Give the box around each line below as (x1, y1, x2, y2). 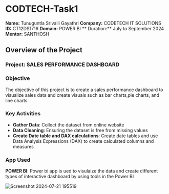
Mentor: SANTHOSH (5, 31, 50, 37)
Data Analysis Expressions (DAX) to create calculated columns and (12, 138, 154, 144)
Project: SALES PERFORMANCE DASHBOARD (5, 61, 120, 68)
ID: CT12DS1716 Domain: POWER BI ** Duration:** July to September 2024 (5, 25, 164, 31)
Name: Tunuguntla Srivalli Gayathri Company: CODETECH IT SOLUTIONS (5, 20, 161, 26)
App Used (5, 156, 31, 163)
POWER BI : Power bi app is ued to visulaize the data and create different (5, 168, 158, 174)
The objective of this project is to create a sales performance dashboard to (5, 87, 163, 93)
